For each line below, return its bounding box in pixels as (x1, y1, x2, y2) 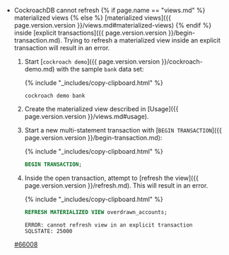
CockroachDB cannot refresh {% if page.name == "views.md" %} (13, 6, 206, 14)
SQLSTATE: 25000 (24, 227, 73, 234)
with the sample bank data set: (56, 65, 144, 73)
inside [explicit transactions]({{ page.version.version (13, 28, 168, 37)
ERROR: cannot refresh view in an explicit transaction (24, 221, 193, 229)
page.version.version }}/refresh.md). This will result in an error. (24, 181, 209, 190)
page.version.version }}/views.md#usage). (24, 113, 149, 120)
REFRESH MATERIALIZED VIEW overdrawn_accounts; (24, 208, 168, 215)
